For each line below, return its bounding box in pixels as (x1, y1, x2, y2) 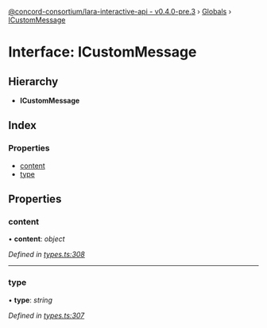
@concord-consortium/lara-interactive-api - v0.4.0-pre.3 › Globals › (8, 7, 232, 16)
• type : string (8, 295, 53, 305)
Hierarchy (8, 75, 59, 88)
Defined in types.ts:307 (8, 310, 85, 320)
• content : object (8, 234, 65, 244)
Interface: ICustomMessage (8, 43, 197, 61)
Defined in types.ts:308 (8, 250, 86, 260)
